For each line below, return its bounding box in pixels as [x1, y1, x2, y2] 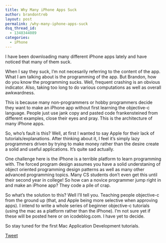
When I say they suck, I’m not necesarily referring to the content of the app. [5, 68, 161, 74]
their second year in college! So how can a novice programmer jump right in [5, 177, 161, 183]
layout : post [5, 16, 32, 21]
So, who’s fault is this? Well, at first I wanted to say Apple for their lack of [5, 130, 155, 136]
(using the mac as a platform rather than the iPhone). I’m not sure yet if [5, 208, 151, 214]
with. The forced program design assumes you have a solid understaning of [5, 161, 161, 167]
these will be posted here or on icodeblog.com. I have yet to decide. [5, 213, 145, 219]
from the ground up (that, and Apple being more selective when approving [5, 197, 158, 203]
